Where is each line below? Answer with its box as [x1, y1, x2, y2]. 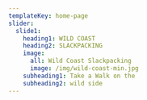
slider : [8, 19, 35, 27]
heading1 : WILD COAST [23, 34, 95, 43]
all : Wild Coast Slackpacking [29, 57, 132, 65]
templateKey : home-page [8, 11, 89, 20]
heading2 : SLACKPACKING [23, 42, 103, 50]
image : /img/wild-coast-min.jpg [29, 65, 139, 73]
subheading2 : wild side [23, 79, 103, 87]
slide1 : [15, 27, 42, 35]
